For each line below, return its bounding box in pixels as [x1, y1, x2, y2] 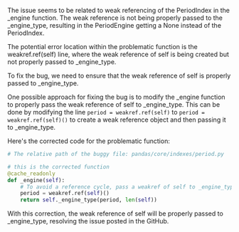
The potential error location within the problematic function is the [7, 43, 198, 51]
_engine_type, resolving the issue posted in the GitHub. [7, 217, 169, 226]
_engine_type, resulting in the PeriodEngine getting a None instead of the [7, 21, 222, 29]
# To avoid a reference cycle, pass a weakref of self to [20, 183, 196, 191]
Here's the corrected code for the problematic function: [7, 137, 171, 145]
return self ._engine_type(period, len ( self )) [20, 196, 158, 204]
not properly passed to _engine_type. [7, 58, 117, 66]
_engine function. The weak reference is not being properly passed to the [7, 14, 223, 22]
